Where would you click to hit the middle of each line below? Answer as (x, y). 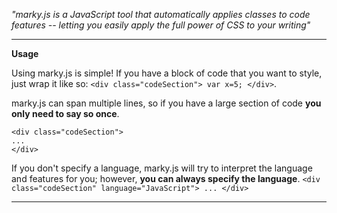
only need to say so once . (65, 113)
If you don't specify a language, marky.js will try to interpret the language (162, 168)
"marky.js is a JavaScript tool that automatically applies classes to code (161, 14)
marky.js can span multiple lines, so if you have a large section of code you (166, 103)
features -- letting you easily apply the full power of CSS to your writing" (161, 25)
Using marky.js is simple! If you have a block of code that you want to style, (167, 73)
